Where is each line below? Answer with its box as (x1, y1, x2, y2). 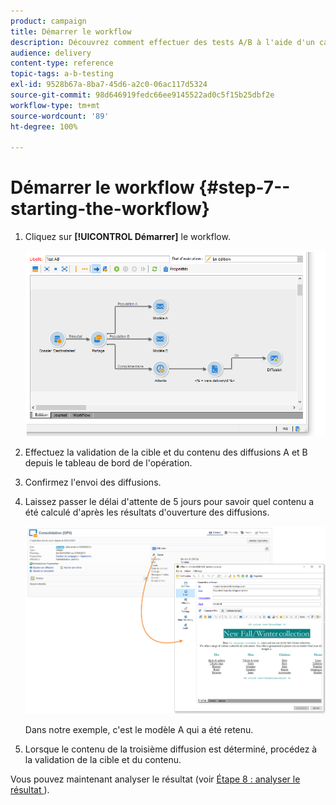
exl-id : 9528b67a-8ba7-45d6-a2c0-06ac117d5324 (10, 80, 208, 90)
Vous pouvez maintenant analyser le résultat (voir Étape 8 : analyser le (10, 773, 301, 785)
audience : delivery (10, 48, 92, 58)
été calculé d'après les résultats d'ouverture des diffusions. (24, 506, 270, 518)
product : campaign (10, 16, 87, 26)
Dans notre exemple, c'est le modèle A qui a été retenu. (24, 724, 254, 736)
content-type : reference (10, 58, 114, 69)
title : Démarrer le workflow (10, 26, 132, 37)
